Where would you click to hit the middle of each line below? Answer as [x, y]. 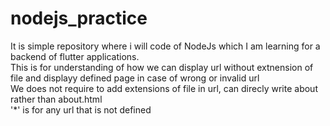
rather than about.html [56, 99]
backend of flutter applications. [75, 56]
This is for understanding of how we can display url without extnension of [162, 67]
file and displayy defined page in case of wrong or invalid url [135, 78]
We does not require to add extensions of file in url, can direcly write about [164, 88]
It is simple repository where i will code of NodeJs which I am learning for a [165, 46]
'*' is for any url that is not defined [81, 109]
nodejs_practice [79, 18]
